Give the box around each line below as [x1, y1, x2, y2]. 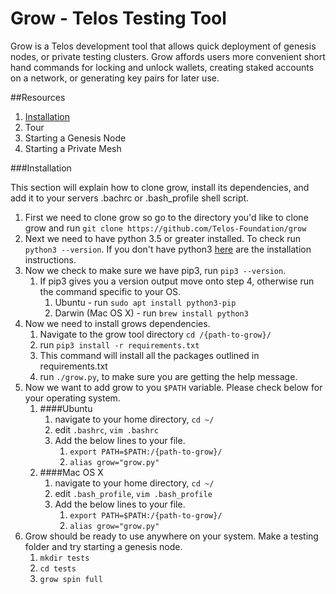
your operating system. [24, 392, 121, 404]
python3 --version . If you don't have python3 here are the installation [24, 243, 312, 255]
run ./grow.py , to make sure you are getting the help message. [39, 370, 298, 382]
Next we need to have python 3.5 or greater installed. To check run [24, 232, 302, 244]
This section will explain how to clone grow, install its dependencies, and [10, 181, 310, 193]
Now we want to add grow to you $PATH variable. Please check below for [24, 381, 323, 393]
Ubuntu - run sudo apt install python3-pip [54, 296, 237, 308]
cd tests [39, 563, 77, 574]
